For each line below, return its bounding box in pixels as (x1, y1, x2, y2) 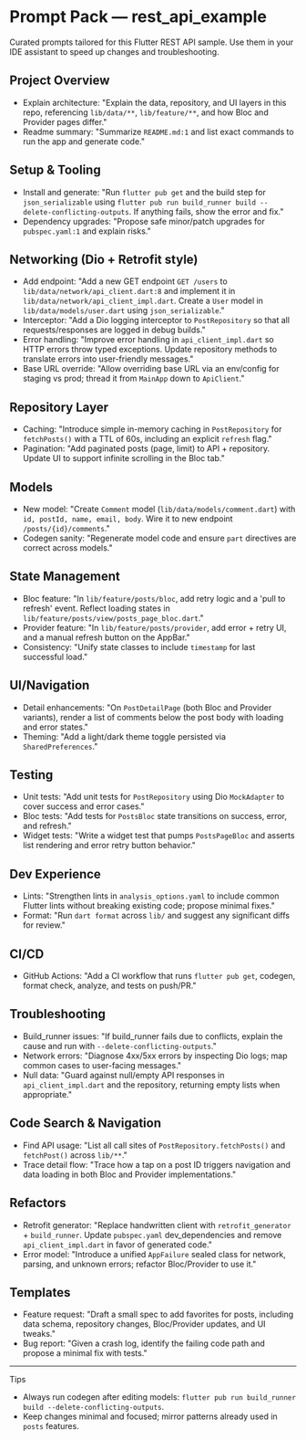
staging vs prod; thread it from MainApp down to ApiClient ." (22, 373, 245, 384)
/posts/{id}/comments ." (22, 523, 111, 533)
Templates (9, 1285, 71, 1300)
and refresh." (22, 820, 73, 832)
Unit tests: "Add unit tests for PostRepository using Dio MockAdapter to (22, 792, 285, 803)
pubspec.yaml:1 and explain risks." (22, 226, 152, 236)
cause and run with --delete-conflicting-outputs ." (22, 1040, 217, 1051)
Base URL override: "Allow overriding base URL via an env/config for (22, 363, 280, 374)
